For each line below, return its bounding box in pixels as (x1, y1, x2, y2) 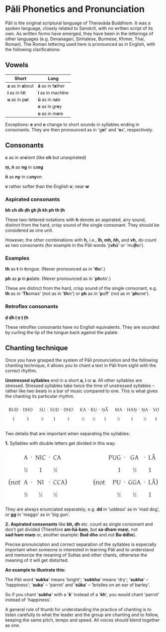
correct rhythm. (5, 368, 37, 374)
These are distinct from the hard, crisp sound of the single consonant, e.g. (5, 285, 158, 291)
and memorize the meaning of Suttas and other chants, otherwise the (5, 552, 148, 558)
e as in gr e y (38, 104, 62, 110)
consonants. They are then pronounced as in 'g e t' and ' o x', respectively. (5, 127, 154, 132)
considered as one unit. (5, 228, 54, 234)
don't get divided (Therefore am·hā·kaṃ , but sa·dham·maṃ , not (5, 526, 138, 532)
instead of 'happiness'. (5, 597, 52, 603)
